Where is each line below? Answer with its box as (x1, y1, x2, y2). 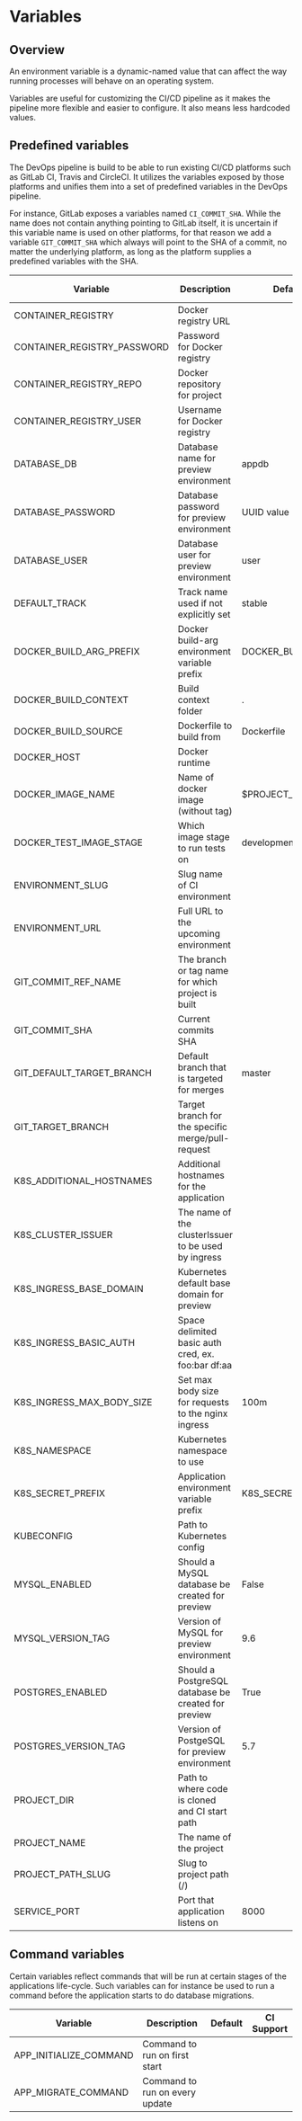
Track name (177, 585, 228, 598)
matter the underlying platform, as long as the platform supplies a (9, 245, 252, 257)
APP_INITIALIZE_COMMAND (13, 2048, 134, 2061)
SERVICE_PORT (13, 1904, 81, 1917)
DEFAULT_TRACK (13, 596, 87, 609)
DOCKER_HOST (13, 751, 81, 763)
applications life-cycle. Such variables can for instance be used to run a (9, 1980, 275, 1991)
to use (177, 1455, 205, 1467)
